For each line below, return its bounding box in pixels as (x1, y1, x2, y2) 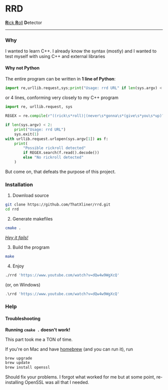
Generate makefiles (12, 215, 53, 221)
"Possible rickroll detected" (23, 145, 86, 150)
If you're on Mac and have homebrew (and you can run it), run (5, 346, 133, 352)
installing (5, 379, 24, 385)
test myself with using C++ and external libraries (5, 53, 105, 59)
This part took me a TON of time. (5, 336, 73, 342)
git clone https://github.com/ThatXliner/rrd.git (5, 202, 111, 207)
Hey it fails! (5, 234, 28, 240)
